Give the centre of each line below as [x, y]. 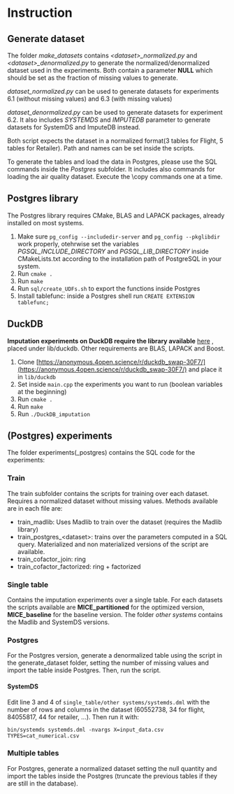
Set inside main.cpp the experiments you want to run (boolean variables [120, 384]
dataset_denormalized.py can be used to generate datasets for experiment [115, 112]
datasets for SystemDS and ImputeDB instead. [74, 127]
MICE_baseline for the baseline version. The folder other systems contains [115, 615]
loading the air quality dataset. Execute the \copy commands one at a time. [115, 177]
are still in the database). [43, 783]
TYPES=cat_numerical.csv [43, 736]
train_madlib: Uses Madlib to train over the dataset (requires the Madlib [119, 522]
